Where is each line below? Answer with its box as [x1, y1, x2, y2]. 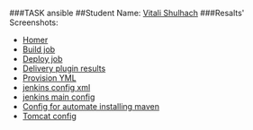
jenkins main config [22, 91, 95, 102]
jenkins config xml [22, 82, 91, 92]
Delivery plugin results [22, 63, 106, 74]
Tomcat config [22, 111, 77, 121]
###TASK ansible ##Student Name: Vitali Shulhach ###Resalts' [9, 8, 245, 18]
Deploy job [22, 54, 63, 64]
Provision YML [22, 73, 77, 83]
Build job [22, 44, 56, 55]
